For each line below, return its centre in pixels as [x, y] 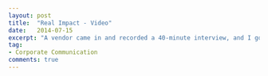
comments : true [33, 60]
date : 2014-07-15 [41, 30]
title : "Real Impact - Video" [60, 23]
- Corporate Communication [53, 52]
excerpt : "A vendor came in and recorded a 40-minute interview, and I [130, 38]
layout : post [30, 15]
